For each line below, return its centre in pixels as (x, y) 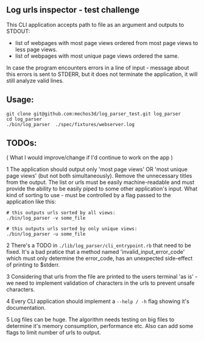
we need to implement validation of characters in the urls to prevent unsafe (100, 283)
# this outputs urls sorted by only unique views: (72, 229)
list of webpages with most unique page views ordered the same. (97, 56)
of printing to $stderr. (33, 265)
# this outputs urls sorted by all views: (61, 213)
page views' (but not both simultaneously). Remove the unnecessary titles (99, 176)
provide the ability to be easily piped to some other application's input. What (102, 189)
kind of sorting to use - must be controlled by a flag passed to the (89, 195)
